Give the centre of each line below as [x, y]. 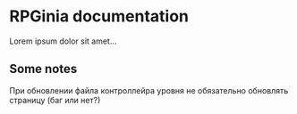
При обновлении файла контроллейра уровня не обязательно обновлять [149, 90]
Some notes [43, 69]
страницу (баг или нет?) [55, 100]
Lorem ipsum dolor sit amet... [63, 41]
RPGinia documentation [99, 16]
